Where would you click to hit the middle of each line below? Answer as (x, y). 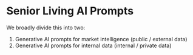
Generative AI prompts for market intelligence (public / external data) (101, 39)
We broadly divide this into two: (46, 27)
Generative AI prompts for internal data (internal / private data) (93, 45)
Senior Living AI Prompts (70, 11)
